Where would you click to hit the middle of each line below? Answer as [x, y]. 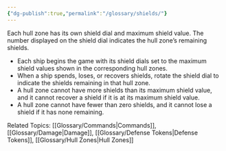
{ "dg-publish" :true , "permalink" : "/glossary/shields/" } [87, 13]
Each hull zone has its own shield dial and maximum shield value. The [105, 33]
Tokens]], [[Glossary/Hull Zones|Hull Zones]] [70, 140]
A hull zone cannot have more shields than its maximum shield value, [114, 90]
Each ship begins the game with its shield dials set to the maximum [112, 61]
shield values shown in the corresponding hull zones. [92, 68]
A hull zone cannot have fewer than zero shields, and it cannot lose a [114, 104]
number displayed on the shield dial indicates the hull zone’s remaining [107, 40]
